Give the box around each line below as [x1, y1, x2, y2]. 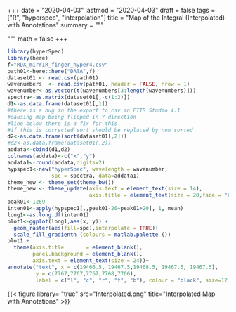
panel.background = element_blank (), [32, 251, 143, 258]
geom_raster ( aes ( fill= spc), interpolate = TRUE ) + [13, 224, 159, 231]
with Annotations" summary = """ [7, 21, 104, 29]
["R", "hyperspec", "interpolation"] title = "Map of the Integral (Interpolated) [7, 13, 225, 22]
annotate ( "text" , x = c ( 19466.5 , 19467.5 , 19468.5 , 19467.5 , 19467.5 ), [7, 264, 218, 271]
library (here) [7, 54, 49, 62]
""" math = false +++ [7, 34, 68, 43]
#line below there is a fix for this [7, 119, 118, 127]
